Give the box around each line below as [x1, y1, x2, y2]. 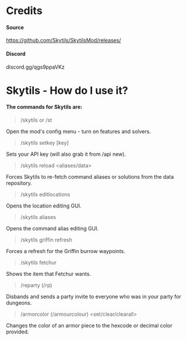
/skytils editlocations [20, 190, 71, 197]
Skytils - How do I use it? [6, 84, 129, 97]
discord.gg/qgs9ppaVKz [6, 63, 65, 70]
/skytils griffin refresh [20, 236, 72, 243]
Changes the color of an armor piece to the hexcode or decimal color [6, 322, 172, 329]
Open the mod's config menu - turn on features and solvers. [6, 128, 151, 135]
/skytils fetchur [20, 259, 57, 266]
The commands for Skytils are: [6, 104, 83, 111]
